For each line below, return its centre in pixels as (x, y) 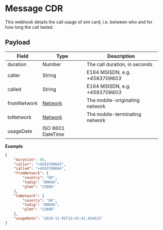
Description (121, 56)
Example (14, 146)
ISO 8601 (54, 128)
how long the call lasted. (29, 27)
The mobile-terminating (114, 114)
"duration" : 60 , (30, 159)
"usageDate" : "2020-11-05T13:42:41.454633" (58, 218)
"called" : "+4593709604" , (40, 169)
